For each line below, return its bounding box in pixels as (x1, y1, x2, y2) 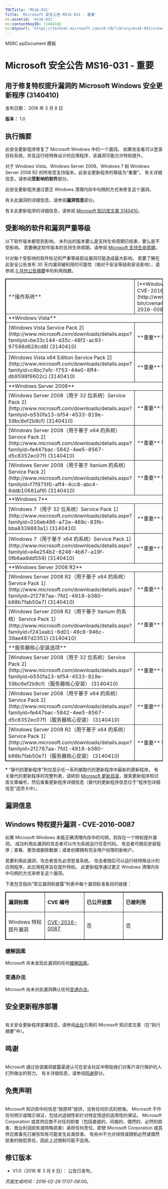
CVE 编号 (47, 899, 70, 906)
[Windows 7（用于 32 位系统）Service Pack (8, 505, 112, 512)
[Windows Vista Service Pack (8, 324, 77, 331)
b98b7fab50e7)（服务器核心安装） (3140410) (8, 752, 120, 759)
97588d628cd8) (8, 343, 49, 350)
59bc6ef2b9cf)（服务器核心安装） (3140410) (8, 680, 118, 687)
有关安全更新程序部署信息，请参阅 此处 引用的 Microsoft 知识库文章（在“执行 (5, 1022, 161, 1028)
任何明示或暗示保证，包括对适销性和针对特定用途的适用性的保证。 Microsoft (5, 1112, 162, 1118)
